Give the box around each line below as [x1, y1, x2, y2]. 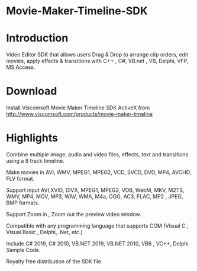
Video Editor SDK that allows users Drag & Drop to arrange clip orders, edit [6, 51, 188, 58]
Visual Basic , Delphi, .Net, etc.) [6, 229, 83, 235]
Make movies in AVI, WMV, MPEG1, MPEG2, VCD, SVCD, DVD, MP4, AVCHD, [6, 169, 192, 176]
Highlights [6, 131, 58, 145]
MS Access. [6, 64, 35, 71]
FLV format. [6, 175, 35, 182]
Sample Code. [6, 247, 41, 253]
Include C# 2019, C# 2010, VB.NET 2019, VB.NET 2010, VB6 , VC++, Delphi [6, 240, 189, 247]
